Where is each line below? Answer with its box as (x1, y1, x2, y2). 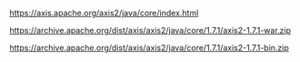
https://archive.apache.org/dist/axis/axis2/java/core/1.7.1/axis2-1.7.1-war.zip (9, 25, 292, 35)
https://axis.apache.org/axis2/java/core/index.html (9, 8, 199, 18)
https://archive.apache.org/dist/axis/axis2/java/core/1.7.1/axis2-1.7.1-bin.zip (9, 42, 289, 53)
